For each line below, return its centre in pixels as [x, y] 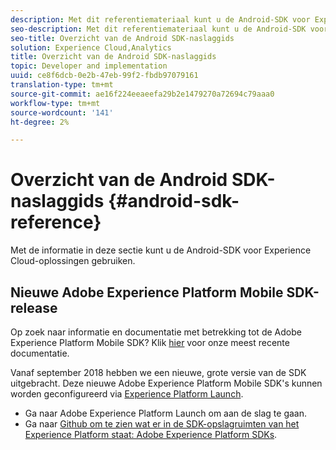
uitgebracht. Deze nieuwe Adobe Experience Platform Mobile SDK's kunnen [166, 383]
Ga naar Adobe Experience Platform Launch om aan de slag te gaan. [166, 413]
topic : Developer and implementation [89, 66]
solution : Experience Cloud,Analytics [91, 47]
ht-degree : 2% [40, 122]
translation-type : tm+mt [62, 85]
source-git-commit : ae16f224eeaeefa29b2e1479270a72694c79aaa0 [142, 94]
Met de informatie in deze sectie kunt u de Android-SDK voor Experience [161, 250]
